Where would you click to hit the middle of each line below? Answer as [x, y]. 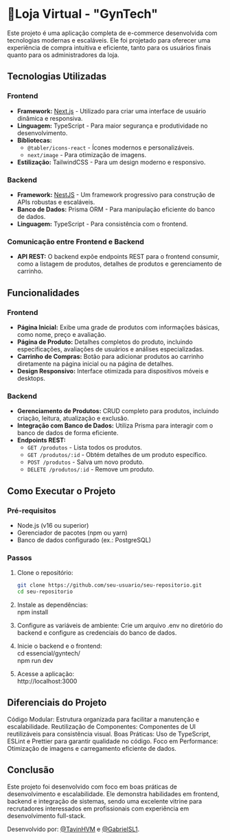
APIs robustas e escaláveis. [56, 202]
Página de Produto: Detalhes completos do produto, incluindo [105, 342]
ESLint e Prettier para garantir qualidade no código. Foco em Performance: [113, 741]
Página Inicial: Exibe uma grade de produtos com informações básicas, [118, 327]
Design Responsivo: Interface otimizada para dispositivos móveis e [113, 371]
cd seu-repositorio [45, 592]
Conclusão [31, 770]
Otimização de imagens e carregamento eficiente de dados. [92, 748]
